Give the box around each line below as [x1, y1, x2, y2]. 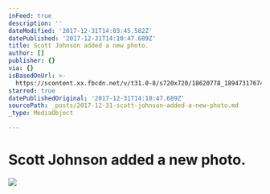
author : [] [8, 49, 45, 57]
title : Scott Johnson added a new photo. [8, 42, 149, 50]
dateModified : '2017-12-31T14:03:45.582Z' [8, 27, 153, 35]
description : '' [8, 19, 63, 27]
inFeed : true [8, 11, 52, 20]
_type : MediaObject [8, 109, 74, 118]
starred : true [8, 86, 56, 95]
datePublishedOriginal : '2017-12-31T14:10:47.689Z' [8, 94, 185, 102]
